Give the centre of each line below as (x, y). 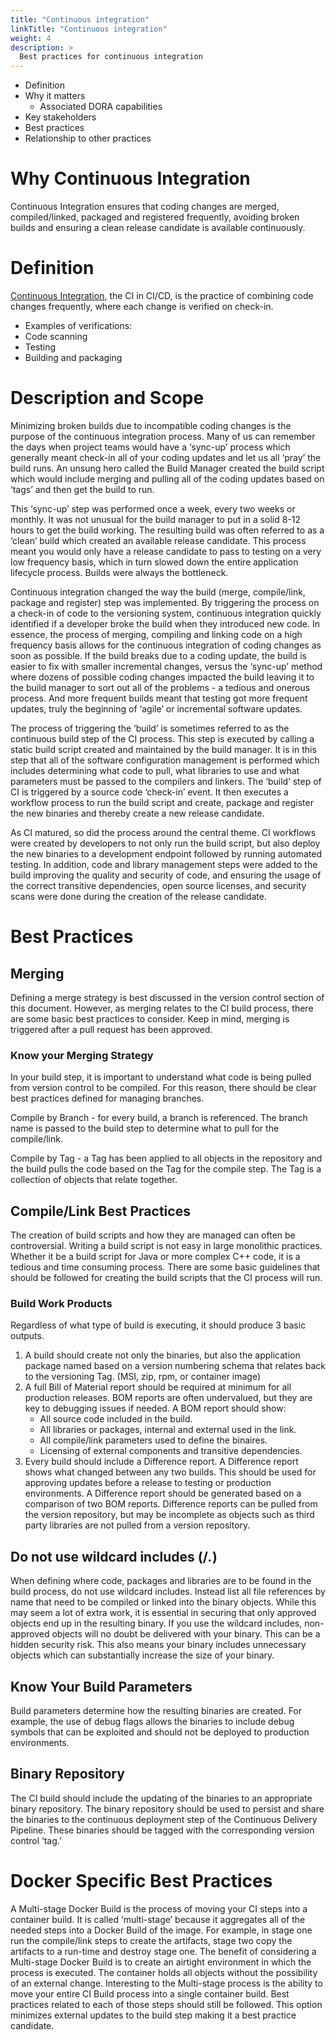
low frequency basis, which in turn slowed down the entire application (154, 562)
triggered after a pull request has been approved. (111, 1029)
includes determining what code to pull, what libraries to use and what (155, 770)
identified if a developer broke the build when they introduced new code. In (165, 623)
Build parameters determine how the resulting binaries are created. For (156, 1710)
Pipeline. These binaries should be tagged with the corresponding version (162, 1830)
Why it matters (55, 96)
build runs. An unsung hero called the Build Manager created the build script (167, 468)
